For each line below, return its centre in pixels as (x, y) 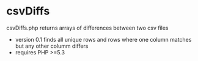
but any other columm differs (52, 46)
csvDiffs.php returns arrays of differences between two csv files (88, 28)
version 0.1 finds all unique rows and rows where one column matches (103, 39)
